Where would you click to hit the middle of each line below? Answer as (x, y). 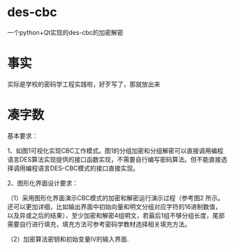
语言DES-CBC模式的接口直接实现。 (88, 168)
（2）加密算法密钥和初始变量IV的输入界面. (68, 239)
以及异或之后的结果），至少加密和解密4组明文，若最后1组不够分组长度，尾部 (116, 215)
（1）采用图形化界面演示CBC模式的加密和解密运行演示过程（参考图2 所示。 (116, 197)
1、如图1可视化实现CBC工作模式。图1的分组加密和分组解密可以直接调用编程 (115, 151)
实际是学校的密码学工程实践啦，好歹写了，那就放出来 (84, 84)
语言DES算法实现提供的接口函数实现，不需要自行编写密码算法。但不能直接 (114, 159)
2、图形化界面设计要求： (43, 183)
